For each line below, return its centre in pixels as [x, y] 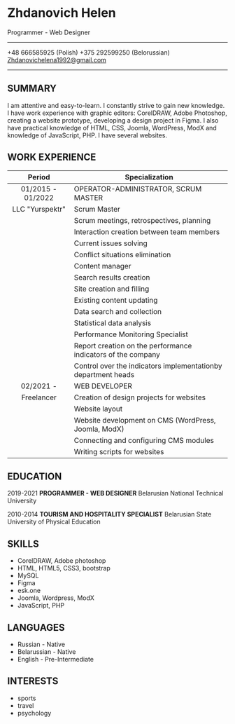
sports [27, 698]
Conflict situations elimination [122, 254]
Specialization [149, 177]
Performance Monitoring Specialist [131, 334]
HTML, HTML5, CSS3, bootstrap [64, 568]
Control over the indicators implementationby [148, 366]
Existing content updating [116, 300]
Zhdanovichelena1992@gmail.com [57, 60]
